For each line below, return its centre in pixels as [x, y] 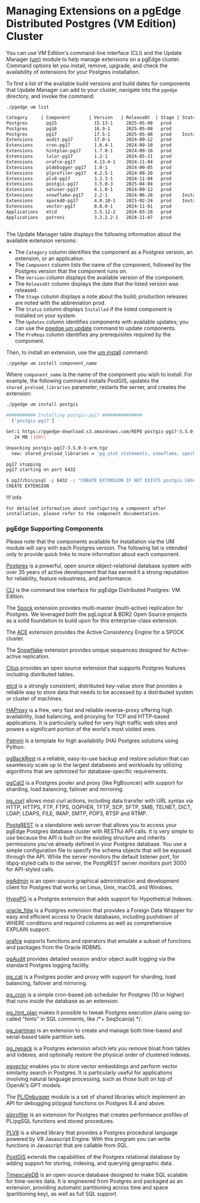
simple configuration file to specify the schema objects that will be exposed [99, 850]
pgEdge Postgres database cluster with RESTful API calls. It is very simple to [100, 831]
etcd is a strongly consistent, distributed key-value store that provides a [94, 686]
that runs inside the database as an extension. [62, 1001]
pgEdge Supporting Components [55, 528]
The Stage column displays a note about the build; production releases [101, 297]
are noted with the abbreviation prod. [60, 303]
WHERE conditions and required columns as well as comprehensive [89, 923]
